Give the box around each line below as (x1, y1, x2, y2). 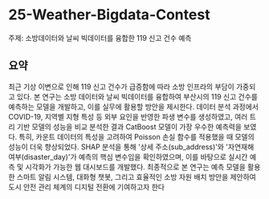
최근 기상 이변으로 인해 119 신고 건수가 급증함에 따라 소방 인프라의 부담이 (8, 82, 234, 91)
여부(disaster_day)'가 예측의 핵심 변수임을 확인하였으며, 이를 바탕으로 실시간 (8, 152, 248, 161)
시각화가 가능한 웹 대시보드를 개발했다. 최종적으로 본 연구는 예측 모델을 (25, 162, 247, 172)
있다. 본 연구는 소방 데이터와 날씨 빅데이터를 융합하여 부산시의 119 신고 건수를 (16, 91, 259, 101)
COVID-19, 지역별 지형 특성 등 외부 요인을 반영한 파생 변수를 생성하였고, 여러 (8, 112, 248, 121)
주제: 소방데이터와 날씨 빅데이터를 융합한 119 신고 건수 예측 (8, 33, 192, 43)
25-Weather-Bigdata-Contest (8, 6, 210, 24)
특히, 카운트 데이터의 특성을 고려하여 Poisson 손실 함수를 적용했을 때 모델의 (18, 132, 255, 141)
